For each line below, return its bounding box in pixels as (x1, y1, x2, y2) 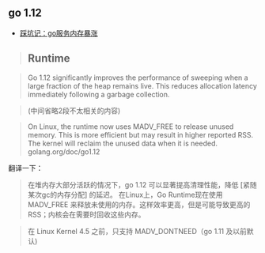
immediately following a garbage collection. (27, 89, 170, 99)
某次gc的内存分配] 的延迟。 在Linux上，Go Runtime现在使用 (27, 190, 223, 199)
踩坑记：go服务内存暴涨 (19, 28, 98, 38)
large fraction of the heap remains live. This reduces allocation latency (27, 81, 257, 90)
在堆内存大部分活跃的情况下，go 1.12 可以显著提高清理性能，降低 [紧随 (27, 179, 257, 189)
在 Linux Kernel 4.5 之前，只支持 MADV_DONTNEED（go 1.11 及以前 (27, 226, 248, 236)
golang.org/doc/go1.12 (27, 146, 100, 157)
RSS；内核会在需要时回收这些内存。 (27, 210, 146, 219)
